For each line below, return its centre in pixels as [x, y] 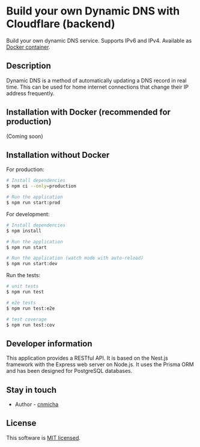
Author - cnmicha [37, 404]
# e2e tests [21, 302]
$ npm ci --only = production [41, 186]
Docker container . [28, 47]
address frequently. [30, 93]
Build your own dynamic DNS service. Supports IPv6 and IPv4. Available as [99, 40]
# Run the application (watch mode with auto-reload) [75, 258]
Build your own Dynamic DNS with [93, 11]
